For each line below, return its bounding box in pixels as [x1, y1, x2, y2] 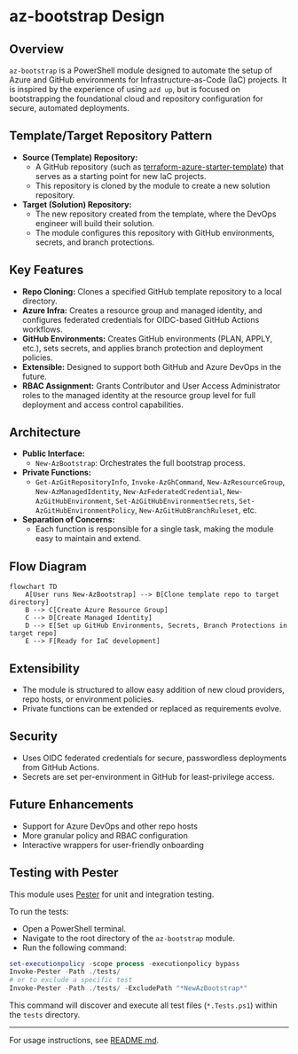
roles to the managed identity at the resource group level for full [21, 389, 255, 400]
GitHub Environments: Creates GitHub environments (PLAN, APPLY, [21, 333, 273, 343]
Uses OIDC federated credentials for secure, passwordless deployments [21, 752, 286, 763]
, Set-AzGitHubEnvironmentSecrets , [110, 495, 238, 507]
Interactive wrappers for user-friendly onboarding [21, 839, 204, 850]
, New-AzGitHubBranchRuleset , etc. [134, 505, 257, 515]
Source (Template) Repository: [21, 152, 138, 162]
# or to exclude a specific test [9, 976, 133, 985]
